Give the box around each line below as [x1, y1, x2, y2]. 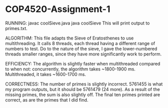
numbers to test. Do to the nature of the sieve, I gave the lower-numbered [5, 45, 157, 51]
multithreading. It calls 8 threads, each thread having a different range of [5, 40, 155, 46]
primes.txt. [5, 25, 28, 31]
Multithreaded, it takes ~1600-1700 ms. [5, 71, 86, 77]
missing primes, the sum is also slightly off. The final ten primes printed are [5, 91, 160, 97]
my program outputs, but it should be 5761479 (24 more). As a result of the [5, 86, 160, 92]
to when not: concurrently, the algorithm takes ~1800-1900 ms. [5, 66, 136, 72]
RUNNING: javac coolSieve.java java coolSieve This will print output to [5, 20, 150, 26]
